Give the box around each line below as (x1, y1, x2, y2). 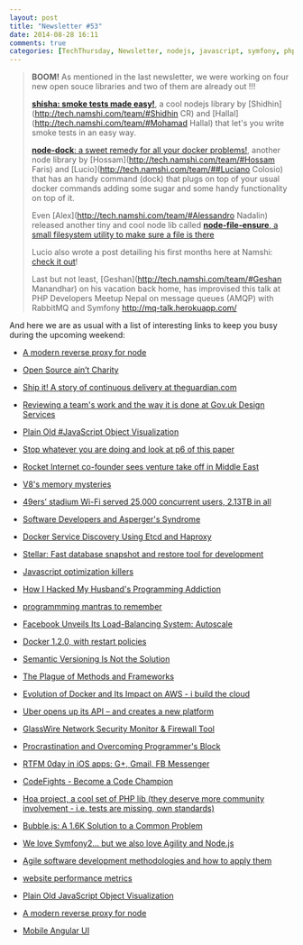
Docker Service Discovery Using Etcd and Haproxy (22, 531, 212, 542)
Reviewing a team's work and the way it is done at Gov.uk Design (22, 399, 265, 410)
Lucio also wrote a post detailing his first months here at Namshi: (31, 247, 273, 258)
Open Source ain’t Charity (22, 364, 119, 375)
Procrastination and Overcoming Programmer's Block (22, 741, 221, 752)
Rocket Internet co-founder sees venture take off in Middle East (22, 462, 260, 472)
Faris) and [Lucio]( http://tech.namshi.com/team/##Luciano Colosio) (31, 164, 284, 175)
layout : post (9, 13, 59, 23)
